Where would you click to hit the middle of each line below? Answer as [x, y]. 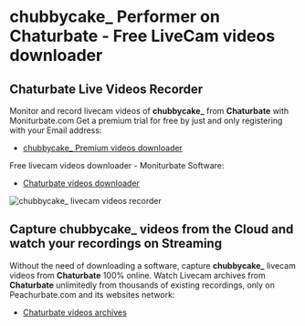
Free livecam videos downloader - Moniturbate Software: [117, 165]
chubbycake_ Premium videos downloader [102, 148]
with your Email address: [56, 130]
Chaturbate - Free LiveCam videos [142, 36]
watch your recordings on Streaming [116, 244]
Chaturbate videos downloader [81, 183]
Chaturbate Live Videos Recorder [106, 89]
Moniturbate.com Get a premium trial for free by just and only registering [146, 121]
